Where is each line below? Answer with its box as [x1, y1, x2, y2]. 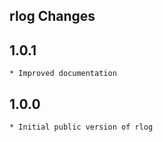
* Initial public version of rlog [9, 122, 154, 133]
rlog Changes [9, 8, 96, 25]
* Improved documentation [9, 69, 117, 79]
